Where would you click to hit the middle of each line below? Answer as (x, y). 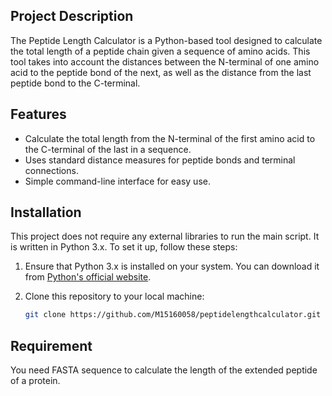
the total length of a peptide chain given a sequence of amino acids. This (160, 51)
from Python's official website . (88, 277)
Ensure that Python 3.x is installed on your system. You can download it (172, 266)
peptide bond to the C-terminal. (75, 83)
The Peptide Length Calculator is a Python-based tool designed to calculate (166, 40)
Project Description (72, 16)
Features (38, 114)
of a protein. (35, 381)
